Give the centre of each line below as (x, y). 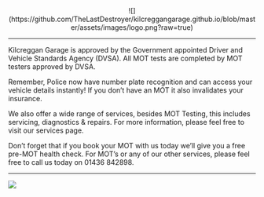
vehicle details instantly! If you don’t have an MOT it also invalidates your (126, 90)
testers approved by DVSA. (52, 67)
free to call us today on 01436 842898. (71, 162)
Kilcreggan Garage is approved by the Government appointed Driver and (126, 50)
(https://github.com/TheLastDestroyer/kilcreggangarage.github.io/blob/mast (132, 19)
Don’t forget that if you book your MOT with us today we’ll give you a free (127, 146)
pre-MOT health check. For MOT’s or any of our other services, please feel (129, 154)
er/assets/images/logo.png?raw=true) (132, 27)
